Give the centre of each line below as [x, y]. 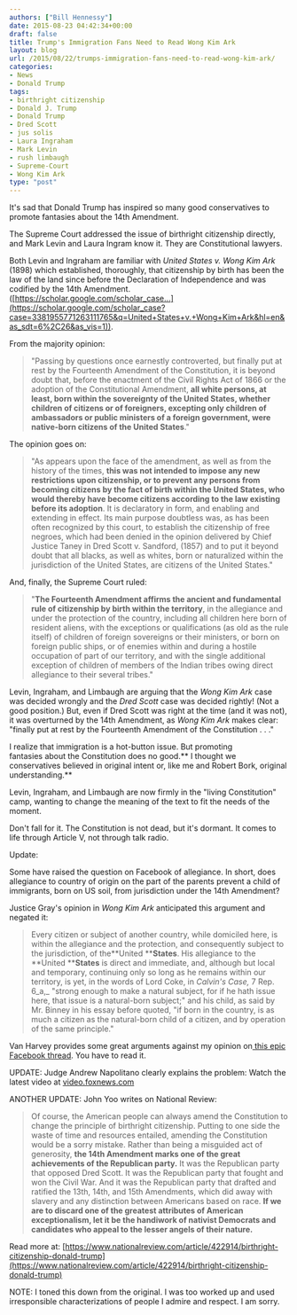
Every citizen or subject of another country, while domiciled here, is [154, 935]
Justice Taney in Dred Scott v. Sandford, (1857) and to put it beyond [155, 546]
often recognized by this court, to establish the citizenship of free [150, 528]
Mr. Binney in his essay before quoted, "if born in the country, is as [152, 1010]
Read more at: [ [37, 1247]
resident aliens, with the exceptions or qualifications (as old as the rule [160, 628]
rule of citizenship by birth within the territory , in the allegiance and [157, 609]
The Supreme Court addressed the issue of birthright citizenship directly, [143, 234]
